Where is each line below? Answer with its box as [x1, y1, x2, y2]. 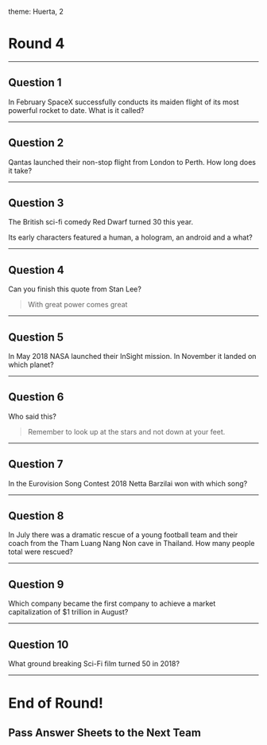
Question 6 [8, 390, 64, 404]
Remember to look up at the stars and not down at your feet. [27, 427, 226, 436]
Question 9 [8, 577, 64, 591]
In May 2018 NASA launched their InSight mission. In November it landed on [8, 352, 257, 361]
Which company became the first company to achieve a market [8, 599, 216, 608]
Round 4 [8, 35, 65, 53]
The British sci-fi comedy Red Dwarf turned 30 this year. [8, 217, 193, 227]
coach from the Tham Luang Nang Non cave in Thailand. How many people [8, 539, 255, 548]
